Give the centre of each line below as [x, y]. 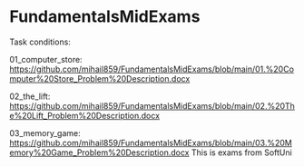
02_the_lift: [30, 96]
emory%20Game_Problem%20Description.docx [99, 152]
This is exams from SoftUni [241, 152]
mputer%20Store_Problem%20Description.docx [100, 78]
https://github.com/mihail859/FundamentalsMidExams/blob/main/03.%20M [151, 142]
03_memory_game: [45, 133]
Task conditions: [40, 42]
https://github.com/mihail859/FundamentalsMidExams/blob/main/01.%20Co [152, 69]
